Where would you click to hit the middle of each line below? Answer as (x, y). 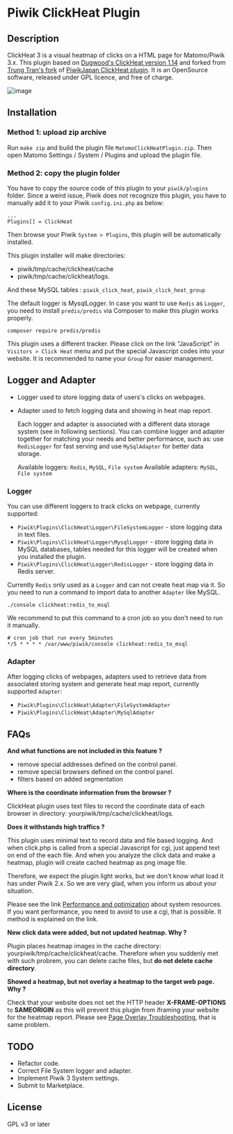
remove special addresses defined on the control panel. (97, 764)
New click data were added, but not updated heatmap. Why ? (97, 932)
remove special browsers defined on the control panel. (96, 772)
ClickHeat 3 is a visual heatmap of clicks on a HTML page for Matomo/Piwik (116, 55)
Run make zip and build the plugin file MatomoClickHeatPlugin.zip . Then (110, 147)
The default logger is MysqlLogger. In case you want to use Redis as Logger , (116, 303)
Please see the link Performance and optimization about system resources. (115, 905)
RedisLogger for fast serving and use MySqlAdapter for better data (110, 446)
